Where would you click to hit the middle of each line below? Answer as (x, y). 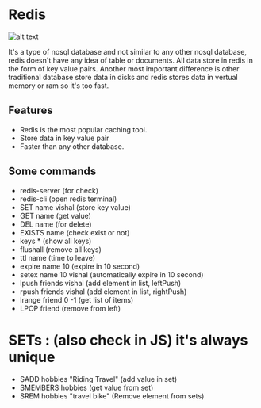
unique (32, 357)
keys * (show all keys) (56, 241)
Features (31, 111)
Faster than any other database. (72, 146)
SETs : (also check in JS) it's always (128, 340)
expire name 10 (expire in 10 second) (80, 266)
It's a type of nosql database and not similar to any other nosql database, (128, 51)
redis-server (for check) (59, 190)
